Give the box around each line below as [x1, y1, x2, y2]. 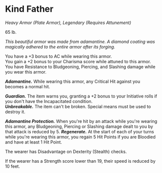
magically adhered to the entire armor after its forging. [5, 44, 116, 49]
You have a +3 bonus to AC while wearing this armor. [5, 53, 112, 59]
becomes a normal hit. [5, 83, 50, 89]
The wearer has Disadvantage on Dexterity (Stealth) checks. [5, 148, 127, 154]
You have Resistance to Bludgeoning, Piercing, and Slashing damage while [5, 64, 156, 70]
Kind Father [5, 3, 54, 15]
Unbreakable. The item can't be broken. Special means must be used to [5, 103, 151, 109]
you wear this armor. [5, 69, 46, 74]
